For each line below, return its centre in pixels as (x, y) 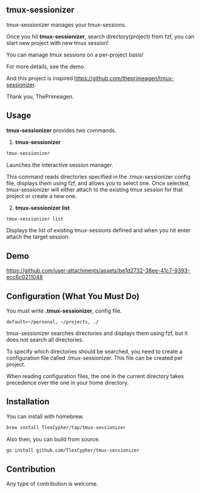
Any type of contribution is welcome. (52, 484)
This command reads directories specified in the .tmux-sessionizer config (98, 176)
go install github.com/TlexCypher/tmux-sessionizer (73, 450)
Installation (28, 402)
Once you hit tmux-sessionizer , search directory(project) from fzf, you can (100, 36)
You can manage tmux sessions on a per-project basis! (75, 55)
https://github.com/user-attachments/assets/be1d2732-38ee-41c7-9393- (98, 271)
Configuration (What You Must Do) (73, 296)
